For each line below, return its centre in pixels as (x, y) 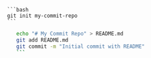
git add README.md (42, 40)
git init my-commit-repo (42, 16)
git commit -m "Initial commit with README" (81, 46)
